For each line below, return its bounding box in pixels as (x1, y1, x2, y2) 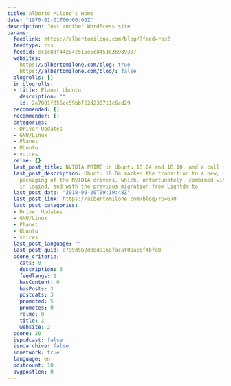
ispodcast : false (13, 336, 63, 343)
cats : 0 (19, 259, 41, 266)
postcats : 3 (19, 292, 54, 299)
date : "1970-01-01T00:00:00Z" (7, 17, 94, 23)
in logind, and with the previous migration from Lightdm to (19, 183, 198, 190)
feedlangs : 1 (19, 272, 57, 279)
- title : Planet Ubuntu (13, 87, 81, 94)
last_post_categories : (13, 202, 78, 209)
